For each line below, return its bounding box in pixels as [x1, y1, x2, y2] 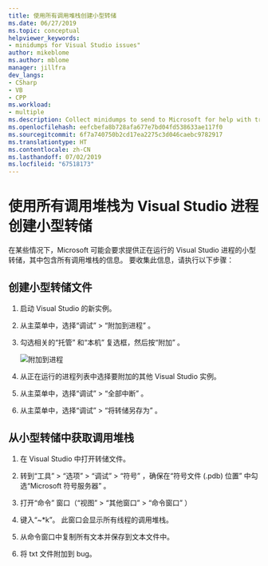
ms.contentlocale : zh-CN [8, 145, 91, 153]
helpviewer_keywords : [8, 34, 81, 42]
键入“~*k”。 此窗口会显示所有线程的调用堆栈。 [19, 515, 174, 524]
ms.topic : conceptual [8, 26, 81, 34]
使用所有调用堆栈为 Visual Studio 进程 [8, 197, 259, 216]
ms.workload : [8, 101, 52, 109]
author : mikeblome [8, 49, 69, 57]
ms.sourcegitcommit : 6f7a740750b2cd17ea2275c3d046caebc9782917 [8, 130, 223, 138]
